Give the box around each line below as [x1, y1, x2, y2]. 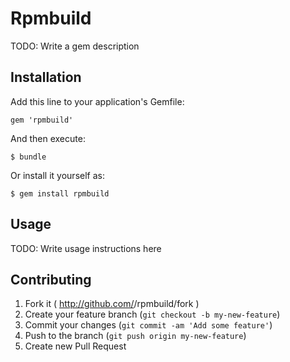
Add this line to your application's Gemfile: [10, 95, 185, 107]
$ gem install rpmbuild [10, 188, 110, 199]
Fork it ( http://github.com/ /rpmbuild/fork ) [24, 298, 200, 310]
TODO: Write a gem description [10, 40, 140, 52]
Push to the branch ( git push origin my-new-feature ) [24, 330, 247, 342]
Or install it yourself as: [10, 169, 105, 181]
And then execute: [10, 132, 86, 144]
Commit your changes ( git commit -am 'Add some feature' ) [24, 319, 273, 331]
